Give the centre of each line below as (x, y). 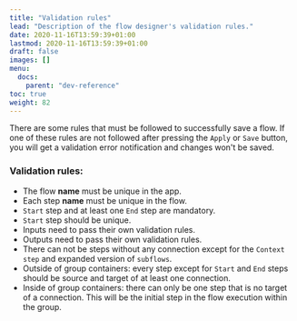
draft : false (34, 52)
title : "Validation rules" (60, 18)
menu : (20, 69)
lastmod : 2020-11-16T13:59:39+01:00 (79, 43)
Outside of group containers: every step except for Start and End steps (155, 268)
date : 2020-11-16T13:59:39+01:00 (73, 35)
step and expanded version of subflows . (97, 258)
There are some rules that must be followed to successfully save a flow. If (147, 128)
